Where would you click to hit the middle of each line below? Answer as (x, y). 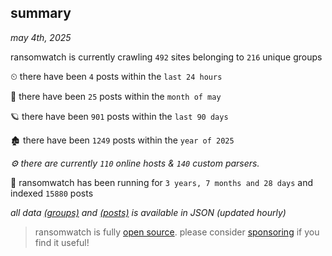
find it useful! (62, 242)
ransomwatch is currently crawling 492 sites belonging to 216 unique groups (166, 57)
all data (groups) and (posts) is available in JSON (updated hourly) (148, 212)
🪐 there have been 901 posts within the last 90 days (119, 116)
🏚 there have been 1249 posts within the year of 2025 (122, 140)
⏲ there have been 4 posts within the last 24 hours (116, 76)
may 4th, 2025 (41, 37)
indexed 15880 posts (52, 193)
